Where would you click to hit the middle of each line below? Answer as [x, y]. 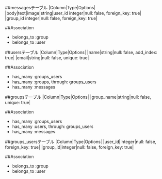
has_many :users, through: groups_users [53, 126]
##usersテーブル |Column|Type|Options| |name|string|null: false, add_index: [81, 52]
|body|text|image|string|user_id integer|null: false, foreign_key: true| [73, 13]
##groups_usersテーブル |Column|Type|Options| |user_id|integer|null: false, [81, 142]
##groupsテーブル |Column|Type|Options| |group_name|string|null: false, [78, 97]
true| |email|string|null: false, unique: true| [47, 58]
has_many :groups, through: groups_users [54, 82]
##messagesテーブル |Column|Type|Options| [50, 8]
